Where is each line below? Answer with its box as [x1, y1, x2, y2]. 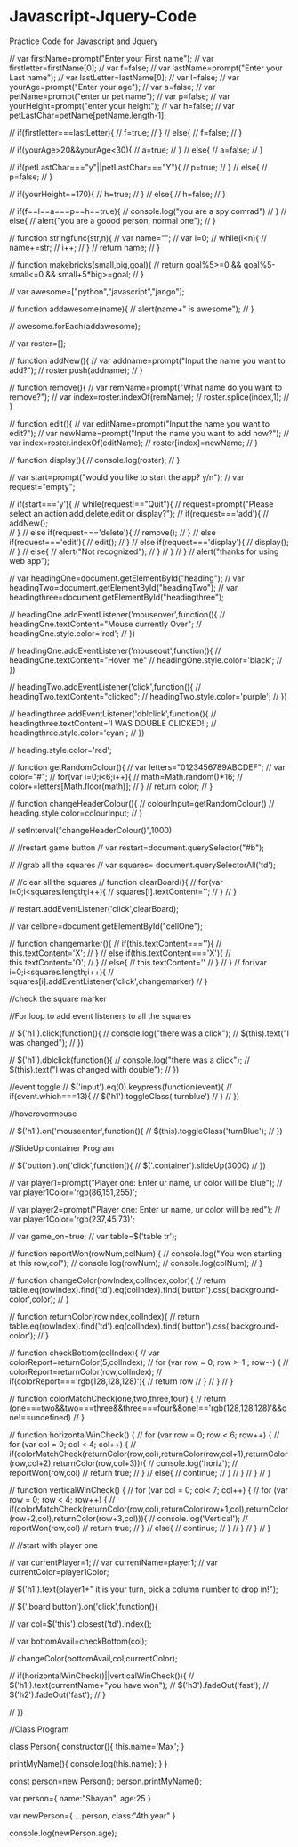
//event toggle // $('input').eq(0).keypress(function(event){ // [9, 1081, 233, 1092]
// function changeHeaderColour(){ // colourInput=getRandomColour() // [9, 798, 275, 808]
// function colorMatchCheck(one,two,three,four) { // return [9, 1393, 227, 1404]
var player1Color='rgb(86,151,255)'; [9, 1187, 138, 1197]
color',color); [9, 1294, 56, 1304]
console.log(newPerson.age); [9, 1827, 117, 1838]
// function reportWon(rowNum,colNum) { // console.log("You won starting [9, 1247, 282, 1259]
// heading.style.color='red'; [9, 744, 113, 755]
